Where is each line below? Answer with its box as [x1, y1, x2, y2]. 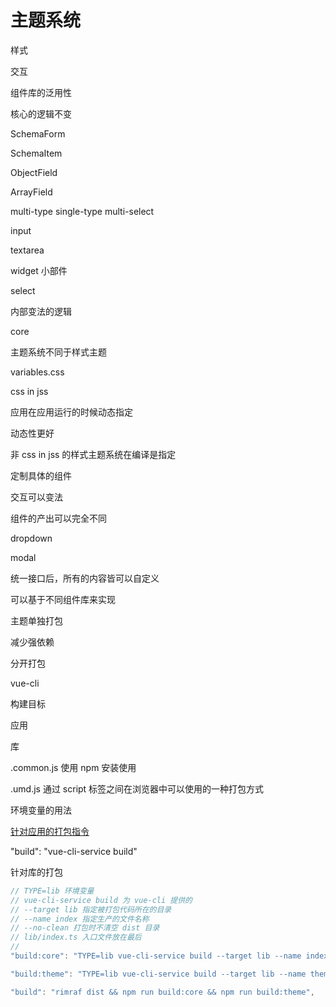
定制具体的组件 [10, 469, 72, 481]
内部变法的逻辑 [10, 305, 72, 317]
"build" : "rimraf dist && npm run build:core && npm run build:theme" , [10, 987, 315, 997]
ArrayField [10, 186, 53, 198]
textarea [10, 244, 45, 256]
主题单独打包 [10, 614, 63, 626]
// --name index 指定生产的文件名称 [10, 914, 150, 924]
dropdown [10, 532, 53, 544]
